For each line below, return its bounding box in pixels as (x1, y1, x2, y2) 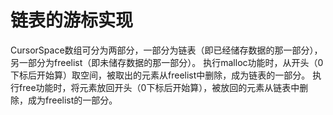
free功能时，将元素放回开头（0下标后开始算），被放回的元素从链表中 (18, 81, 300, 93)
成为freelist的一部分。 (27, 94, 118, 106)
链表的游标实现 (10, 9, 134, 32)
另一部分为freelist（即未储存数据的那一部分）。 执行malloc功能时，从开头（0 (10, 56, 324, 68)
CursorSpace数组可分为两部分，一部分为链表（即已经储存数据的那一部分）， (10, 44, 323, 56)
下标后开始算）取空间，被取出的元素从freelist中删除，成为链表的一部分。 (10, 69, 311, 81)
